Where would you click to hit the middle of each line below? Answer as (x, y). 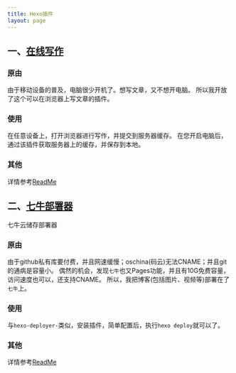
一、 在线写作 (36, 51)
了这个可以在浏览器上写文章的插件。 (60, 99)
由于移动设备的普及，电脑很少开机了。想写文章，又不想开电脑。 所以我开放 (117, 90)
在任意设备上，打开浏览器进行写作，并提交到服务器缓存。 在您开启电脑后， (117, 136)
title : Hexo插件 (30, 14)
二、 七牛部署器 (40, 206)
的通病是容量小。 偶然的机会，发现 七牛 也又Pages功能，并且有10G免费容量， (118, 270)
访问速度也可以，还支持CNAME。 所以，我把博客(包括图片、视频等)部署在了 (118, 279)
